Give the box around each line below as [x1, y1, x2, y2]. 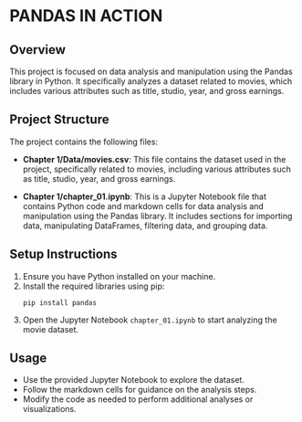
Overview [9, 42, 67, 58]
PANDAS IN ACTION [9, 5, 163, 26]
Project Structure [9, 111, 109, 128]
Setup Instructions [9, 247, 118, 262]
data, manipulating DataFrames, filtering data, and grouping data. [22, 220, 268, 231]
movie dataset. [22, 323, 79, 334]
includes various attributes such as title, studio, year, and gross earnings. [9, 86, 285, 96]
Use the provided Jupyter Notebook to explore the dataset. [22, 375, 245, 385]
